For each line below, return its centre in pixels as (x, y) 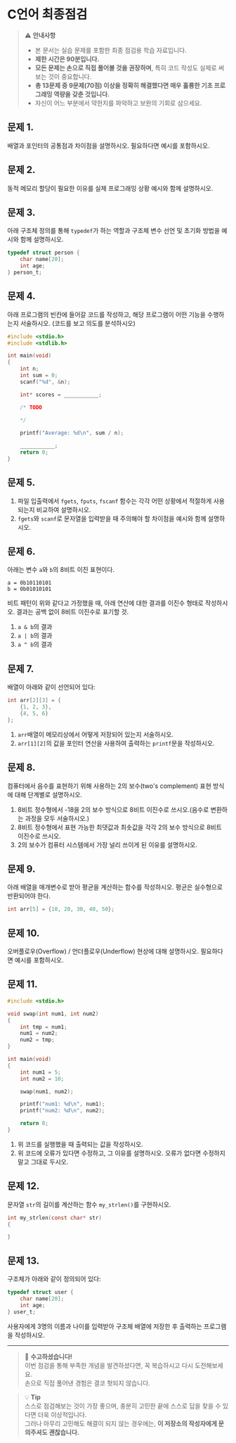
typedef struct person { (44, 253)
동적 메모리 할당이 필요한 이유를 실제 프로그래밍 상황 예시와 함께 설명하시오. (110, 188)
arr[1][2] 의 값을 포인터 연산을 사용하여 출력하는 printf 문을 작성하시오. (116, 743)
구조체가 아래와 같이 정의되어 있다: (54, 1279)
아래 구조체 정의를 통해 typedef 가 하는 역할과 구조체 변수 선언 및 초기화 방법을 (113, 231)
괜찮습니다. (64, 1432)
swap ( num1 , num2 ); (47, 1091)
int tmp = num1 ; (44, 1027)
